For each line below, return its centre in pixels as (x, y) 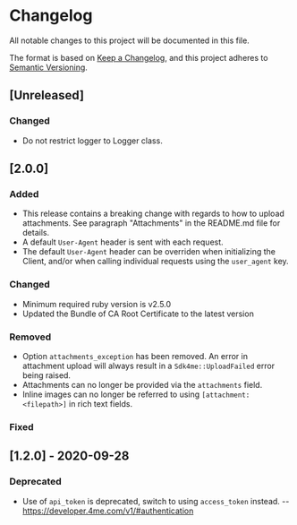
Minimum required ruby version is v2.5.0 (97, 304)
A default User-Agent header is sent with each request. (123, 242)
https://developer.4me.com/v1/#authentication (108, 511)
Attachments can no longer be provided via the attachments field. (142, 384)
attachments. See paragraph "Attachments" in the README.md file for (151, 223)
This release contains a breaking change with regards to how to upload (153, 214)
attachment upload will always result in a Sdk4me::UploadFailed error (148, 366)
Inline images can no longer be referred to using (111, 394)
